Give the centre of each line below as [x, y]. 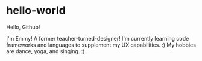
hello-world [36, 10]
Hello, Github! [23, 27]
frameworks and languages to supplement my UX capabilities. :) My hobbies [101, 45]
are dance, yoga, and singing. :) [46, 51]
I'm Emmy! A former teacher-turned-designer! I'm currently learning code [98, 38]
